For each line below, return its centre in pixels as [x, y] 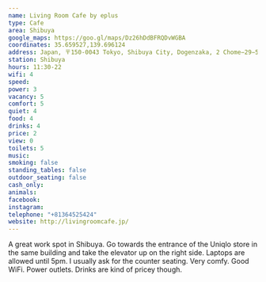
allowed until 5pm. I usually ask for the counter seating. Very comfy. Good [129, 261]
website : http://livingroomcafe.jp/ [68, 222]
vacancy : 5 [26, 97]
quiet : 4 [23, 112]
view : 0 [21, 141]
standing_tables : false [47, 170]
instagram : [26, 207]
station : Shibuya [37, 60]
